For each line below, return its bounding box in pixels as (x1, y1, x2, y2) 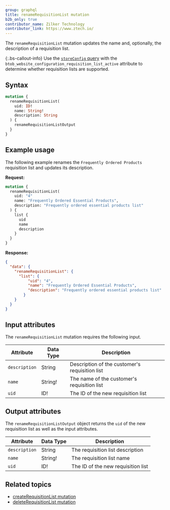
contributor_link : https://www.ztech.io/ (5, 26, 94, 31)
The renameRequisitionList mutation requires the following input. (5, 334, 142, 340)
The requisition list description (71, 446, 144, 453)
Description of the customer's (70, 361, 141, 368)
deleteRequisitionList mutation (12, 499, 76, 505)
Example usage (5, 146, 55, 154)
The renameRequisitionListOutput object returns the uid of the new (5, 420, 146, 427)
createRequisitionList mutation (12, 494, 76, 500)
